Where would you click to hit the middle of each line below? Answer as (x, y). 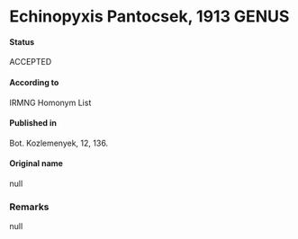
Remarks (29, 207)
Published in (33, 123)
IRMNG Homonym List (50, 102)
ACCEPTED (31, 62)
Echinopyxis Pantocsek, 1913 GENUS (149, 17)
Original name (36, 164)
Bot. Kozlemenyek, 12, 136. (59, 143)
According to (34, 82)
